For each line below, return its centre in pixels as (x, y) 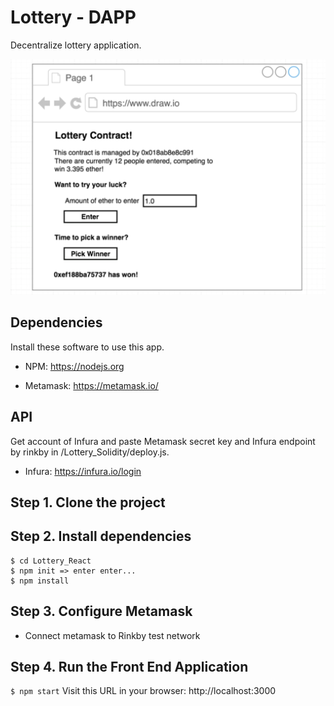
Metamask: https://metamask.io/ (91, 385)
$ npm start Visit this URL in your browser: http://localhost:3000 (143, 691)
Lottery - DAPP (73, 17)
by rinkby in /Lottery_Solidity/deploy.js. (90, 452)
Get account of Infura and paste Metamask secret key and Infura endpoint (163, 441)
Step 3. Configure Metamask (101, 611)
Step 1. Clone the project (88, 502)
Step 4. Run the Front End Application (129, 666)
